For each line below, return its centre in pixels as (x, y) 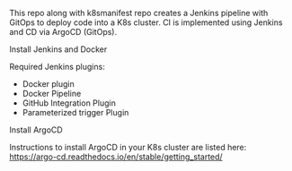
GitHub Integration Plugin (69, 103)
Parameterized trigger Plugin (75, 112)
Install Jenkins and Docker (58, 49)
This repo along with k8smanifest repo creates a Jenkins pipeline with (139, 13)
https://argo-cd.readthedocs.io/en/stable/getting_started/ (116, 157)
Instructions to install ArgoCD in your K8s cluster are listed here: (128, 147)
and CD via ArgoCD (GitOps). (63, 32)
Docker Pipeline (52, 94)
